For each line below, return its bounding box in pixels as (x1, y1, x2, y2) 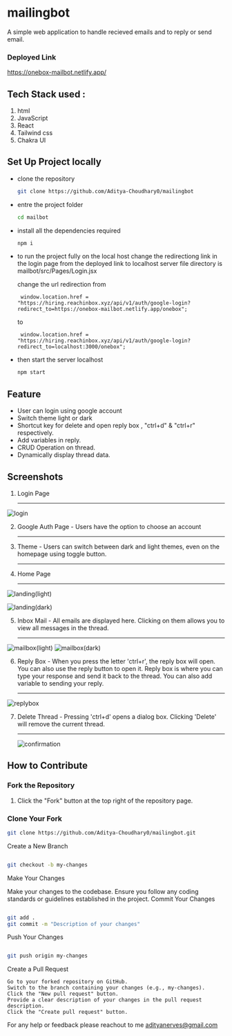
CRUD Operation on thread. (17, 443, 95, 452)
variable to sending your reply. (17, 679, 104, 687)
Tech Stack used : (7, 88, 86, 100)
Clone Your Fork (7, 814, 62, 823)
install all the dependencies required (17, 226, 121, 235)
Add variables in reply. (17, 436, 81, 445)
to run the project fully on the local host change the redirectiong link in (17, 252, 217, 260)
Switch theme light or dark (17, 414, 93, 422)
